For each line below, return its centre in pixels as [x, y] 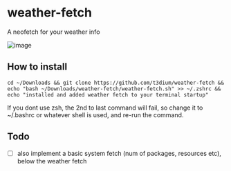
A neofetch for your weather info [54, 32]
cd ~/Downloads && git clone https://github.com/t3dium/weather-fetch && [116, 83]
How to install [37, 67]
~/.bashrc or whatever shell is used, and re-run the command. [95, 114]
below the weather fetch [52, 161]
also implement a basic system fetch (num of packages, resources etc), [119, 153]
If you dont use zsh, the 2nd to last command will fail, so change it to [105, 108]
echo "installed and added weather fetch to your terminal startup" [108, 94]
